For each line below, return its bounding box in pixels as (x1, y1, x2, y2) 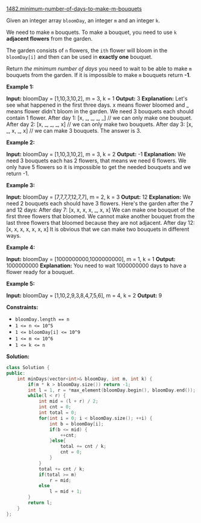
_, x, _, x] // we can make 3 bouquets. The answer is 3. (6, 127, 142, 134)
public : (6, 370, 26, 376)
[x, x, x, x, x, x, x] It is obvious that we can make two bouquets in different (6, 225, 190, 233)
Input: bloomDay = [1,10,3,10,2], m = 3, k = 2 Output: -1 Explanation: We (6, 151, 186, 158)
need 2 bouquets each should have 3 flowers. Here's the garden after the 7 (6, 200, 193, 207)
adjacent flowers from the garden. (6, 35, 93, 42)
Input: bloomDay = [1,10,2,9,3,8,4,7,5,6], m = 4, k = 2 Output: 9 (6, 292, 162, 299)
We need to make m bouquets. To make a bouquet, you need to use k (6, 28, 177, 36)
